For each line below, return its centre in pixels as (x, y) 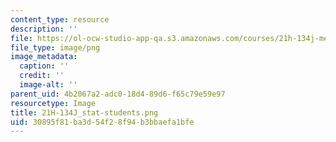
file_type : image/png (55, 47)
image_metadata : (44, 57)
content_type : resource (60, 19)
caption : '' (44, 66)
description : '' (44, 29)
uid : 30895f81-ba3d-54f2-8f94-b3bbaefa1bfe (102, 122)
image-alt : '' (48, 85)
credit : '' (42, 76)
